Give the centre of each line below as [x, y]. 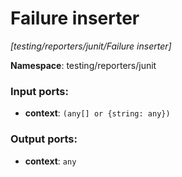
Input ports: [39, 91]
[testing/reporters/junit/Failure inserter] [91, 46]
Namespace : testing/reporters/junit [83, 65]
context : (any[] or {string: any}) [97, 113]
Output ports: [44, 139]
